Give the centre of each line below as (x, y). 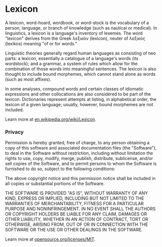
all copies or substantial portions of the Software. (55, 184)
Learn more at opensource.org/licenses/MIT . (50, 239)
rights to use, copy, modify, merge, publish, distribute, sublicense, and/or (79, 158)
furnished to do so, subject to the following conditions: (60, 169)
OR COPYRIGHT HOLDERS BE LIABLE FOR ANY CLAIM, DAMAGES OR (76, 214)
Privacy (14, 132)
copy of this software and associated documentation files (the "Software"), (81, 148)
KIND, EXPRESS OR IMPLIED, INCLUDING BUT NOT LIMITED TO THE (75, 198)
